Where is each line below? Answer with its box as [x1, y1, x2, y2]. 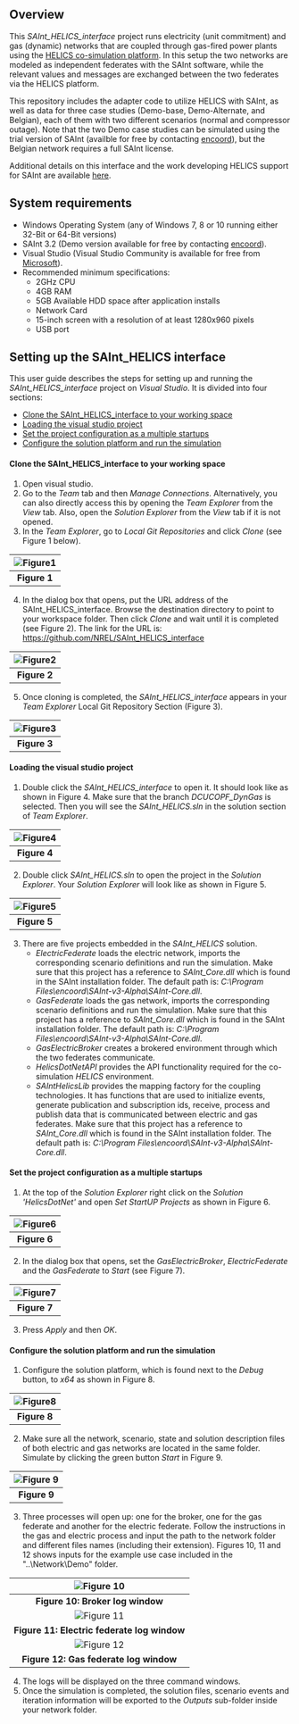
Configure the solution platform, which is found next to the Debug [21, 1365, 264, 1376]
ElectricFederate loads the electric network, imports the [35, 947, 241, 958]
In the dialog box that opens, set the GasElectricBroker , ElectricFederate [21, 1256, 288, 1267]
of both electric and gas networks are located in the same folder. [21, 1443, 261, 1453]
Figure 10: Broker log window [35, 1595, 163, 1608]
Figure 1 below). [21, 535, 81, 546]
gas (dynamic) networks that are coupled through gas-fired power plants [9, 40, 278, 51]
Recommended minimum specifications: [21, 267, 170, 278]
